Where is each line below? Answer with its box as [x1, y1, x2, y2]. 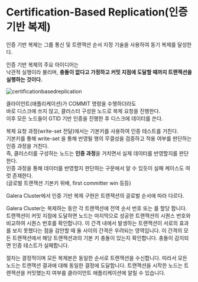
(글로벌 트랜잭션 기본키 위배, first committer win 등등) [6, 179, 131, 186]
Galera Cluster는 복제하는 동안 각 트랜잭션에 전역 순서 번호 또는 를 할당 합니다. [6, 204, 187, 211]
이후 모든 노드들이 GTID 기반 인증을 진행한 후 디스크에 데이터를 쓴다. [6, 115, 164, 122]
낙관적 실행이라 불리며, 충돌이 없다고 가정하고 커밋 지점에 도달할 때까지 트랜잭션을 [6, 68, 192, 75]
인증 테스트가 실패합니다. [12, 242, 70, 249]
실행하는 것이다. [6, 75, 43, 83]
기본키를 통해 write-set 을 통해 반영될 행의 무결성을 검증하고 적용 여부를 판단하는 [6, 135, 192, 142]
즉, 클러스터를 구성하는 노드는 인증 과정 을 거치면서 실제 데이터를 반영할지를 [6, 150, 178, 157]
